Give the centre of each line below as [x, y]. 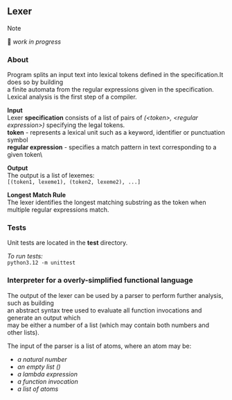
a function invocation [47, 381]
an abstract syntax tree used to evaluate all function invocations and [105, 310]
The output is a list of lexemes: [51, 176]
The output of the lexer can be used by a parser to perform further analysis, [115, 295]
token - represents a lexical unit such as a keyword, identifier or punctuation [116, 133]
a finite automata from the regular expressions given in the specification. [111, 90]
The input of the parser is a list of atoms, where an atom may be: [99, 346]
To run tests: [25, 256]
